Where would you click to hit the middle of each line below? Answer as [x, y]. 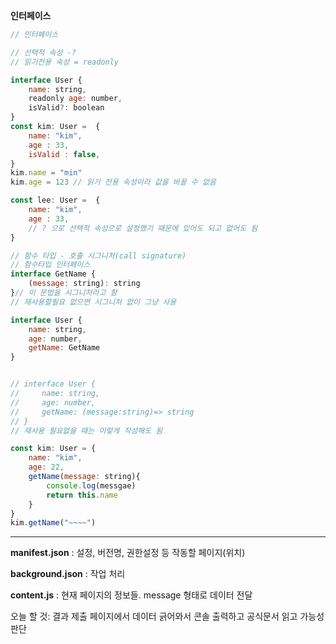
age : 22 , [46, 467]
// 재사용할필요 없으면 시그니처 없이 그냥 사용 [93, 302]
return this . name [82, 495]
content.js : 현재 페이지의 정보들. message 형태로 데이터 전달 [131, 595]
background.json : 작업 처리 [68, 574]
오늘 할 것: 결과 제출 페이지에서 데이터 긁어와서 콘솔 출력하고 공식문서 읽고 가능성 [167, 616]
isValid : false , [64, 154]
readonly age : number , [75, 99]
